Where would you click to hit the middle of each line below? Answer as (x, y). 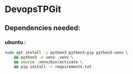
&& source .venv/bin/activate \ (48, 62)
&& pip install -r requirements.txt (53, 66)
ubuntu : (16, 42)
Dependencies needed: (43, 28)
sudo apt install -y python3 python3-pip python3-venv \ (66, 52)
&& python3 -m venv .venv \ (44, 57)
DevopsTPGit (33, 9)
